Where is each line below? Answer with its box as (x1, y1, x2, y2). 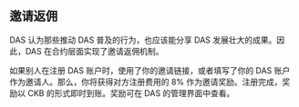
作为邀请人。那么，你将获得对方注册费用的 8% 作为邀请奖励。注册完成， (9, 76, 283, 87)
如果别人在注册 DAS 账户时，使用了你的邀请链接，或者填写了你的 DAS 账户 (9, 64, 291, 75)
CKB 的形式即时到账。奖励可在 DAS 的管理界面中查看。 (26, 87, 235, 98)
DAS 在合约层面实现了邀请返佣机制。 (25, 45, 164, 56)
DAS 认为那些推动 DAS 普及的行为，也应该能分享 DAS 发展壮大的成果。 (9, 34, 277, 45)
